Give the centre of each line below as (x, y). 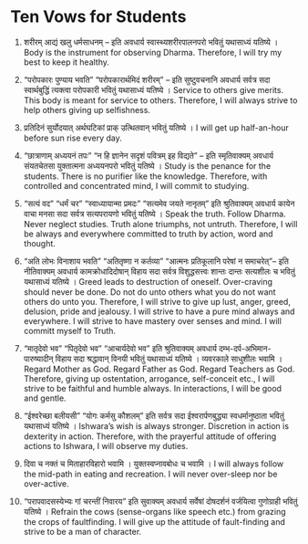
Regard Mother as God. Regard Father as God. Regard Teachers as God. (159, 369)
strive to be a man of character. (82, 531)
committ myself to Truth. (70, 330)
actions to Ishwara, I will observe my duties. (106, 445)
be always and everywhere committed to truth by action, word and (148, 234)
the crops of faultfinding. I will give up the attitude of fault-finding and (154, 521)
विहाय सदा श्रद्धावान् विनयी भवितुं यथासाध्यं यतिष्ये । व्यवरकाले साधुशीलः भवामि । (169, 359)
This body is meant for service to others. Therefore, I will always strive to (160, 100)
